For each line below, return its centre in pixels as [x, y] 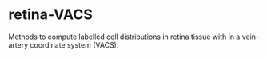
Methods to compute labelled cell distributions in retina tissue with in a [124, 37]
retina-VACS [51, 15]
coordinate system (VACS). [74, 44]
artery [18, 44]
